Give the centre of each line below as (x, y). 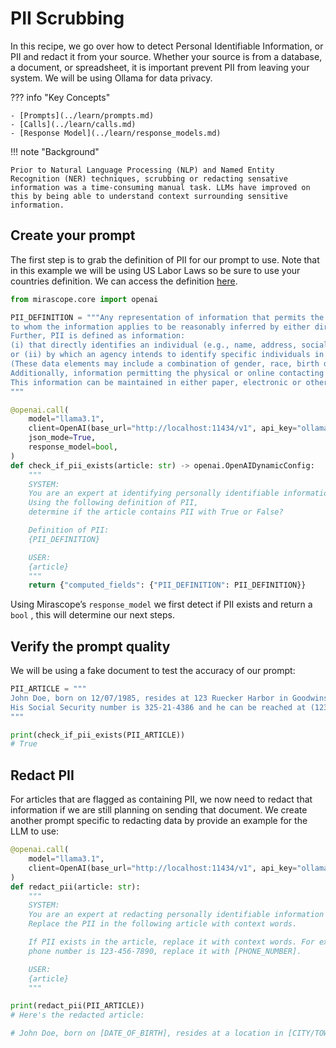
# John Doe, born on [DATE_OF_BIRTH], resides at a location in (147, 1033)
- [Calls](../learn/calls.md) (73, 124)
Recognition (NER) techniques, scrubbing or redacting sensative (149, 178)
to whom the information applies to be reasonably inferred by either (160, 327)
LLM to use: (35, 831)
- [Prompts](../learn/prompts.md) (82, 115)
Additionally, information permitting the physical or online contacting (167, 373)
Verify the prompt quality (90, 646)
